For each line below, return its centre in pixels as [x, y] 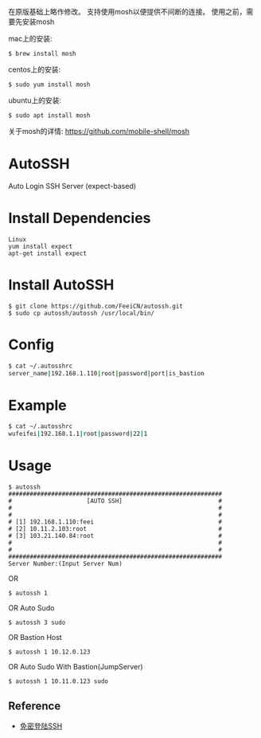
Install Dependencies [80, 218]
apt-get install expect [48, 253]
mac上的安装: [31, 39]
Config [31, 344]
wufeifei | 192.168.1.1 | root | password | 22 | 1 [78, 434]
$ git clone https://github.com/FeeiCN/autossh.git [95, 306]
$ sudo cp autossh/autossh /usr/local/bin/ [82, 313]
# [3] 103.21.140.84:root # [115, 536]
